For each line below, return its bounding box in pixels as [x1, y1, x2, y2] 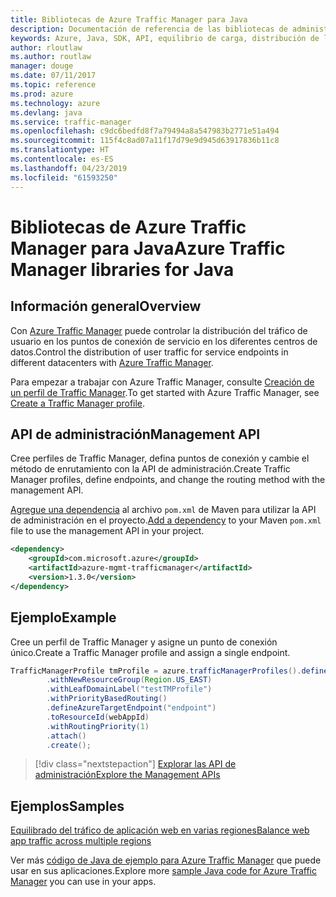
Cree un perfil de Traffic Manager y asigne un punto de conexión [10, 636, 278, 648]
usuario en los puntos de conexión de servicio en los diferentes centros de [10, 335, 318, 347]
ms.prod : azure [10, 89, 74, 99]
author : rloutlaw [10, 42, 83, 53]
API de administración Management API [10, 426, 261, 443]
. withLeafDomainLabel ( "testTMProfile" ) [46, 684, 213, 695]
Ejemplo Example [10, 609, 117, 626]
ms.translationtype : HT [10, 145, 110, 155]
